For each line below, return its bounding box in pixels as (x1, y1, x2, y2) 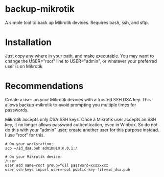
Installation (5, 37, 52, 48)
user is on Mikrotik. (5, 63, 44, 69)
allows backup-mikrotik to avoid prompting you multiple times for (5, 102, 136, 108)
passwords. (5, 107, 28, 113)
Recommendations (5, 81, 84, 91)
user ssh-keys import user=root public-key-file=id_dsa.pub (5, 167, 131, 172)
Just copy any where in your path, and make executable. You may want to (5, 53, 154, 59)
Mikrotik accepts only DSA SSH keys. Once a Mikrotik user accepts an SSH (5, 116, 157, 122)
